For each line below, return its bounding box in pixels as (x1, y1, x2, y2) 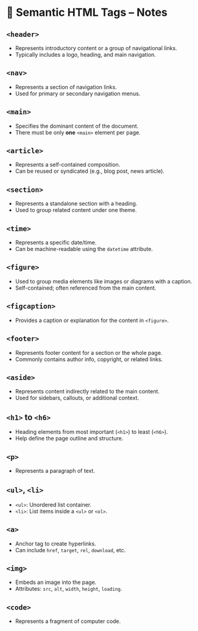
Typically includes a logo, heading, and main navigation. (15, 51, 157, 58)
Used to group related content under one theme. (15, 206, 137, 214)
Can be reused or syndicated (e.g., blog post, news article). (15, 167, 164, 175)
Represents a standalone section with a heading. (15, 200, 138, 207)
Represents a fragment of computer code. (15, 618, 121, 625)
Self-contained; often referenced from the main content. (15, 284, 157, 291)
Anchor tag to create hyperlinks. (15, 540, 96, 547)
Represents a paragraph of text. (15, 467, 96, 474)
